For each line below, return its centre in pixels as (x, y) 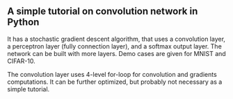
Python (23, 22)
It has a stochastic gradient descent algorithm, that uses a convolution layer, (116, 39)
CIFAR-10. (22, 61)
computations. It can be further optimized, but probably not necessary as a (115, 82)
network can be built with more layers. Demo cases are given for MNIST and (116, 53)
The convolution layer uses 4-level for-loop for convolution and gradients (112, 74)
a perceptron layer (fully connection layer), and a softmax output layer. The (115, 46)
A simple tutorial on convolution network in (103, 11)
